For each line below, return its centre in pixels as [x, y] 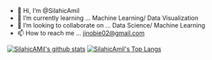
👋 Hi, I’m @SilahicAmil [48, 11]
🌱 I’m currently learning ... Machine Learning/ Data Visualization [108, 18]
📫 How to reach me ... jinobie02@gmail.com [81, 33]
